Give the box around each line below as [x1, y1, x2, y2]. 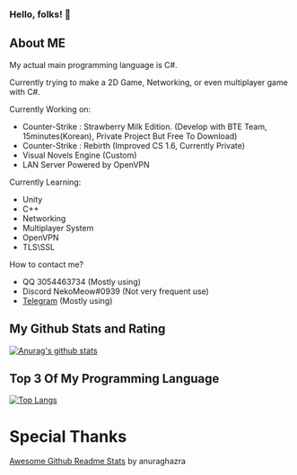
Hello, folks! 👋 [9, 8, 72, 21]
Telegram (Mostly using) [22, 295, 113, 306]
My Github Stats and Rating [9, 322, 166, 337]
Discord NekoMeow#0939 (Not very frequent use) [22, 286, 209, 297]
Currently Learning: [9, 177, 82, 187]
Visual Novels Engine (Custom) [22, 150, 137, 160]
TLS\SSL [22, 241, 56, 252]
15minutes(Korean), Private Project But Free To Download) [22, 130, 238, 142]
